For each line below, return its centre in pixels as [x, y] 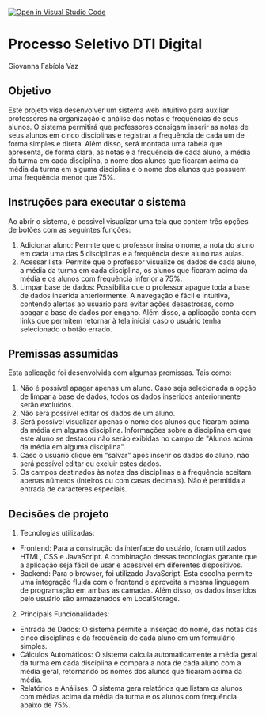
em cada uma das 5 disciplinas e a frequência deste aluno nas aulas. [132, 253]
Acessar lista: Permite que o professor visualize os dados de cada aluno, [138, 262]
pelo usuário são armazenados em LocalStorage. [100, 599]
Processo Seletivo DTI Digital [105, 44]
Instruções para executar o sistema [97, 202]
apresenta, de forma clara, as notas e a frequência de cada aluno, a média [129, 152]
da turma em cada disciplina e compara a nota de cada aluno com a [130, 663]
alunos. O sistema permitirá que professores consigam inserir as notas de [129, 127]
